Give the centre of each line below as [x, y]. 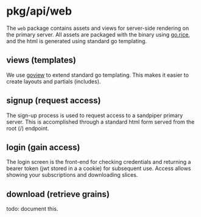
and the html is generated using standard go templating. [77, 41]
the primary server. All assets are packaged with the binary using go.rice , [98, 34]
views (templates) [41, 60]
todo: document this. [32, 209]
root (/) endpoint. [28, 128]
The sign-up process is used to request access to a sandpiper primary [95, 115]
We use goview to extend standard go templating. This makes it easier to [97, 75]
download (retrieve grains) [58, 194]
